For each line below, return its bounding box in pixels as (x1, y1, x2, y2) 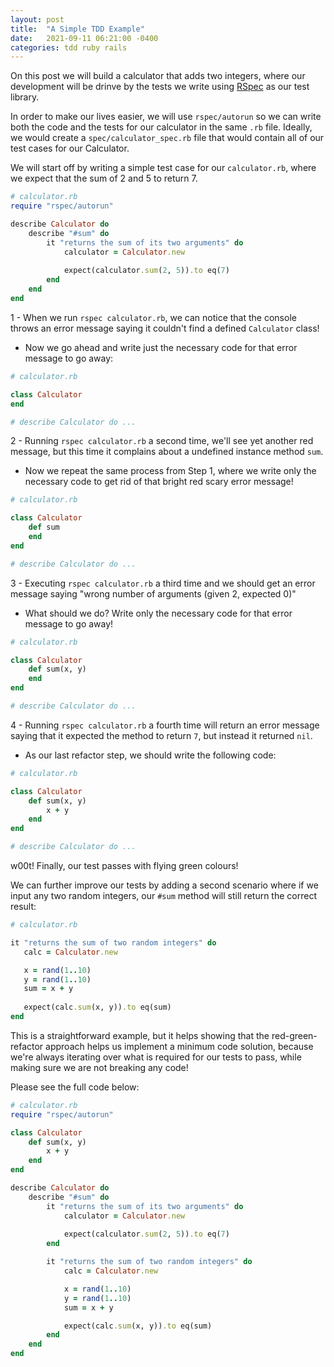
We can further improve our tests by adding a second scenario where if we (10, 879, 319, 891)
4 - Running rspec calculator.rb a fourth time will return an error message (10, 719, 320, 731)
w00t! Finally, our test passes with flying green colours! (10, 860, 239, 871)
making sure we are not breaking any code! (10, 1061, 189, 1073)
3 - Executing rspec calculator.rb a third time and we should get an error (10, 577, 316, 589)
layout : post (10, 14, 65, 25)
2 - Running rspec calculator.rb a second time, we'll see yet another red (10, 435, 314, 447)
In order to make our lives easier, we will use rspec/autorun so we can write (10, 111, 322, 123)
